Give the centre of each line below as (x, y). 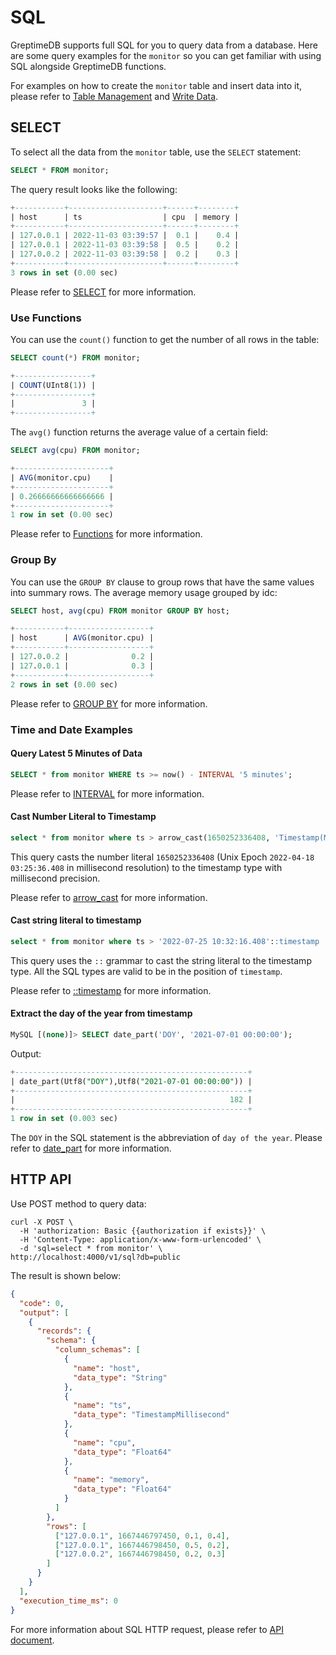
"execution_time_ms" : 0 (68, 1601)
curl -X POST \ (42, 1222)
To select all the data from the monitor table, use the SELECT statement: (156, 152)
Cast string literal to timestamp (76, 920)
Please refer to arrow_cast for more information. (109, 897)
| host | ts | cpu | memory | (125, 217)
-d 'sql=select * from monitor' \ (91, 1248)
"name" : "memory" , (111, 1480)
